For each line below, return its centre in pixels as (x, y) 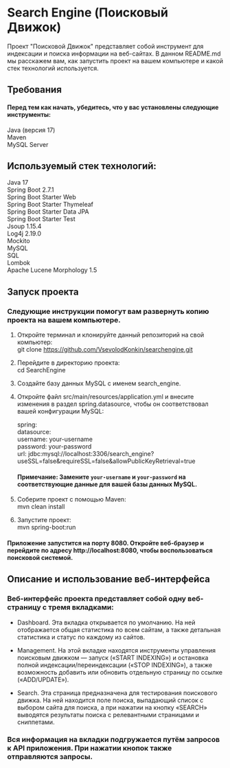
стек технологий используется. (53, 68)
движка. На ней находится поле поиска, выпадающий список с (110, 700)
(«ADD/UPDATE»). (43, 679)
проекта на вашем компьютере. (64, 319)
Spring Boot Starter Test (41, 219)
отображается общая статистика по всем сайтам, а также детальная (119, 629)
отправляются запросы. (50, 757)
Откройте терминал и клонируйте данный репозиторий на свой (111, 335)
